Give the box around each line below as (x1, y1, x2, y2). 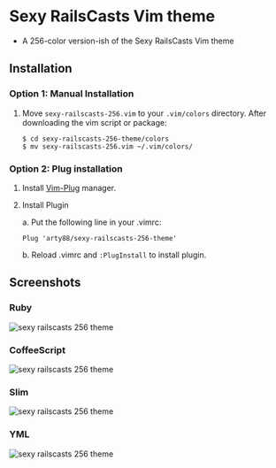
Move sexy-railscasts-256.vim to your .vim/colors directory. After (21, 108, 267, 119)
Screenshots (9, 275, 81, 290)
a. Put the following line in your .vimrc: (21, 217, 162, 227)
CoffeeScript (9, 343, 66, 356)
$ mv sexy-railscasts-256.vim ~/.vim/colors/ (21, 142, 193, 151)
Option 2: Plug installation (9, 162, 123, 174)
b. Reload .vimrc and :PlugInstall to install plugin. (21, 249, 207, 260)
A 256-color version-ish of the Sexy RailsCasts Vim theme (21, 35, 234, 46)
